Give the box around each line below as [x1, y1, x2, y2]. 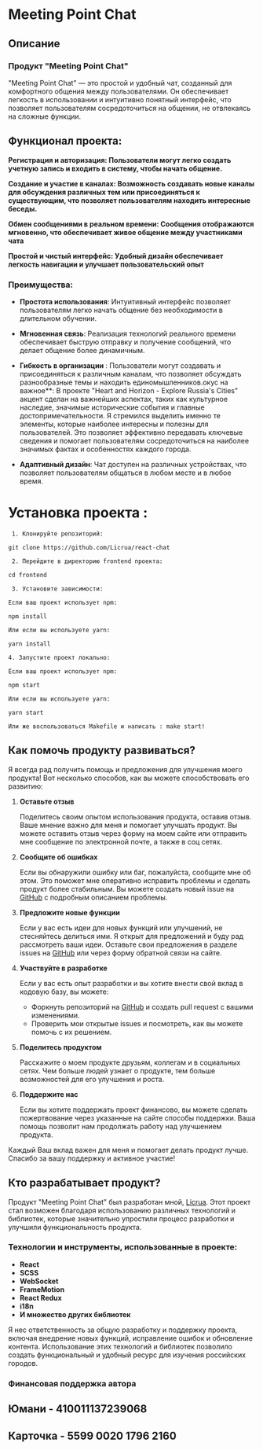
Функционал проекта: [8, 134, 122, 148]
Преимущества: [8, 279, 73, 290]
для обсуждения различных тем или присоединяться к [8, 187, 200, 197]
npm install [8, 612, 47, 620]
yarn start [8, 708, 44, 716]
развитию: [8, 781, 43, 791]
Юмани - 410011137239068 [8, 1402, 148, 1416]
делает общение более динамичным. [19, 345, 145, 355]
